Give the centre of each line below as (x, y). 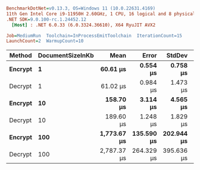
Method (21, 56)
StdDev (177, 56)
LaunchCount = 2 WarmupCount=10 (45, 41)
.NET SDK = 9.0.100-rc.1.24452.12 (46, 19)
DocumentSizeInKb (66, 56)
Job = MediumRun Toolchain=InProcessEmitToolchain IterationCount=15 (94, 36)
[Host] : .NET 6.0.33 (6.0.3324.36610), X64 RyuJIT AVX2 (84, 25)
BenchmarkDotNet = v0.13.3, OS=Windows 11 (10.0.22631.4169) (81, 8)
